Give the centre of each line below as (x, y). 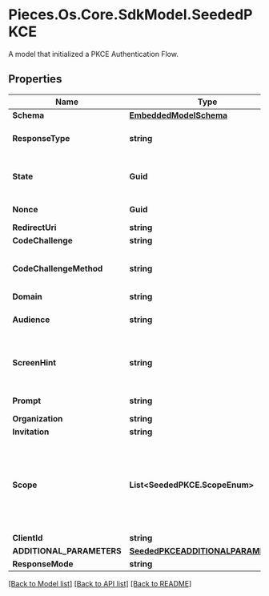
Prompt (27, 401)
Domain (27, 296)
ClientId (28, 538)
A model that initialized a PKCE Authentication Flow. (93, 54)
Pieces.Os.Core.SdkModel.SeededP (130, 15)
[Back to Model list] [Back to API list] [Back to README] (100, 583)
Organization (38, 418)
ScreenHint (34, 362)
